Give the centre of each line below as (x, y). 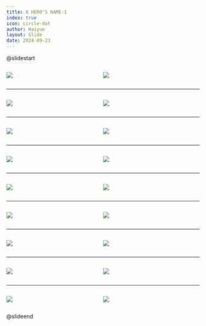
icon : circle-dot (29, 23)
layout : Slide (25, 35)
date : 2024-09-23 (29, 41)
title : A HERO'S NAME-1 (37, 12)
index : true (21, 18)
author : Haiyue (26, 29)
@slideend (20, 316)
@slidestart (21, 58)
